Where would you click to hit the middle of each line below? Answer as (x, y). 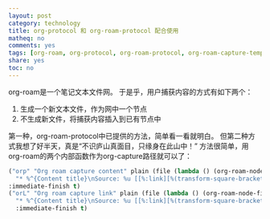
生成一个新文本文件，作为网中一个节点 (83, 108)
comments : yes (32, 46)
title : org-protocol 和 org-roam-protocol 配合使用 (94, 30)
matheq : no (27, 38)
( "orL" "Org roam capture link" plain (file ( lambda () (104, 193)
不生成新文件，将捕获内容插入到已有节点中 (90, 119)
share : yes (27, 61)
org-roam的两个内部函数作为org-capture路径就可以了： (100, 156)
